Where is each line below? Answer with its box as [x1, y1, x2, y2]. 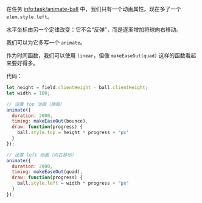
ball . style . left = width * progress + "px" [17, 180, 130, 187]
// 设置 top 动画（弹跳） [6, 101, 65, 107]
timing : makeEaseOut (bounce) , [12, 118, 88, 124]
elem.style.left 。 [6, 13, 53, 20]
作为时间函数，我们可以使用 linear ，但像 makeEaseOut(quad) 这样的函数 [6, 52, 186, 59]
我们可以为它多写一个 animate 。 [6, 39, 86, 46]
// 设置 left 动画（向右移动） [6, 152, 77, 158]
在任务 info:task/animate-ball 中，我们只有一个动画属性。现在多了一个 [6, 5, 181, 12]
